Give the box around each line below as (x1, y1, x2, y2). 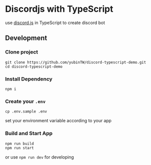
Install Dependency (5, 75, 53, 82)
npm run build (5, 141, 34, 146)
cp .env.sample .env (5, 109, 48, 114)
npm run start (5, 145, 34, 150)
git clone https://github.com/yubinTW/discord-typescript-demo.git (5, 60, 147, 65)
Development (5, 34, 48, 42)
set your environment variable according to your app (5, 118, 112, 124)
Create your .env (5, 98, 46, 105)
